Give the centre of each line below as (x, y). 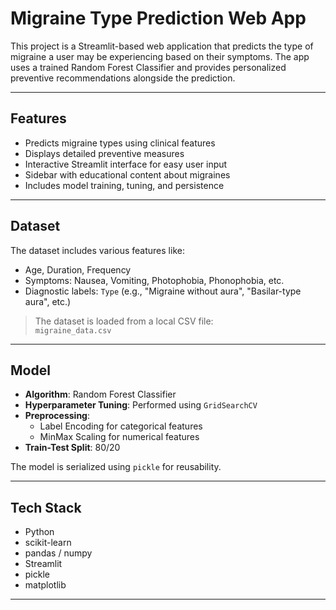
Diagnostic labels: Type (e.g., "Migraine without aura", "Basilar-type (163, 291)
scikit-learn (48, 543)
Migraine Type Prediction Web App (158, 18)
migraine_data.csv (73, 330)
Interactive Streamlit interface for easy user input (126, 164)
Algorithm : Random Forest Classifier (100, 394)
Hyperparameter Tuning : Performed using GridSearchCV (141, 405)
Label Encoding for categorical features (121, 426)
